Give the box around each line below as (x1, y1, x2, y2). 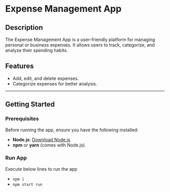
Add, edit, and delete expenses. (12, 75, 79, 81)
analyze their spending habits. (5, 47, 68, 53)
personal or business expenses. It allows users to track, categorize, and (5, 42, 155, 48)
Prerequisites (5, 115, 39, 122)
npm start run (12, 182, 42, 187)
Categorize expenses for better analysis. (12, 80, 98, 86)
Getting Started (5, 100, 55, 109)
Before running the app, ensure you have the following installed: (5, 127, 139, 133)
